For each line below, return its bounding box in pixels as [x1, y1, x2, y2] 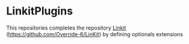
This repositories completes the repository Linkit [6, 24, 126, 31]
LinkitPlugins [6, 4, 73, 18]
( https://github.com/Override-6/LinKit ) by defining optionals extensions [6, 30, 184, 37]
